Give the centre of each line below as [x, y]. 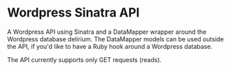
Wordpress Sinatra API [73, 13]
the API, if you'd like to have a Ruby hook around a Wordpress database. [110, 46]
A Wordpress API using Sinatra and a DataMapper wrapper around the [107, 32]
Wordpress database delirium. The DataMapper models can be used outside [115, 39]
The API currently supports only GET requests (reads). [84, 59]
